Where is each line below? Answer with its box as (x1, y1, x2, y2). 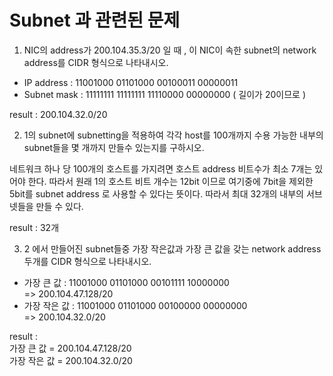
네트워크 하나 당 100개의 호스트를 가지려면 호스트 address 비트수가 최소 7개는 (9, 162, 313, 175)
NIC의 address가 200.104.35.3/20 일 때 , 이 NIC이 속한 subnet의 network (23, 44, 317, 56)
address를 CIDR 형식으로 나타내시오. (23, 56, 169, 68)
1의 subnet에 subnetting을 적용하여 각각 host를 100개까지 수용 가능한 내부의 (23, 129, 324, 141)
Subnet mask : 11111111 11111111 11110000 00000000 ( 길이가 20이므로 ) (23, 88, 306, 100)
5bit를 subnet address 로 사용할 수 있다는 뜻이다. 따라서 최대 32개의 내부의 (9, 187, 304, 200)
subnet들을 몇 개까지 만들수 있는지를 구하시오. (23, 141, 205, 153)
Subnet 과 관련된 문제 (9, 9, 181, 32)
